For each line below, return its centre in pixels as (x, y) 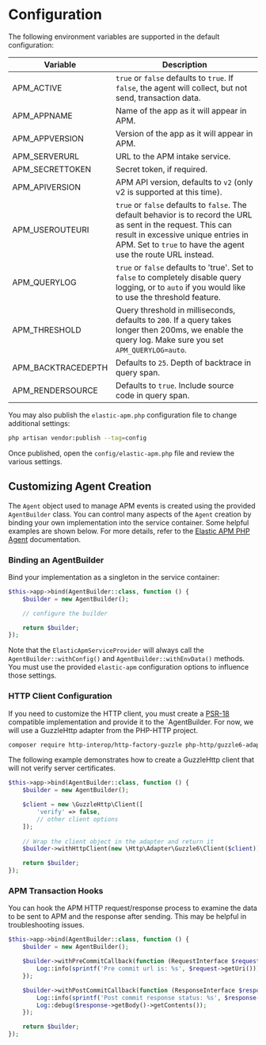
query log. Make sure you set (169, 340)
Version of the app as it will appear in (184, 133)
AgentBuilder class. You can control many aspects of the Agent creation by (130, 514)
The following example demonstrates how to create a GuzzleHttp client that (131, 760)
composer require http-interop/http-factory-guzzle (95, 745)
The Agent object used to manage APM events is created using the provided (132, 505)
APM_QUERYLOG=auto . (151, 349)
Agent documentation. (45, 539)
